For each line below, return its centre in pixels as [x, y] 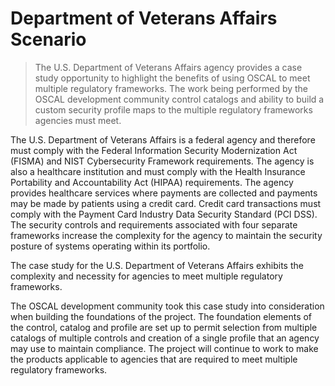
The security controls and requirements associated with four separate [154, 224]
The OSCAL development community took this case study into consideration [167, 306]
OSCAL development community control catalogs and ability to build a [179, 99]
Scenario [48, 39]
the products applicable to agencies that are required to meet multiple [154, 359]
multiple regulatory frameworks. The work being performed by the [171, 88]
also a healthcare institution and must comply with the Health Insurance [158, 171]
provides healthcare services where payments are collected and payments [164, 193]
